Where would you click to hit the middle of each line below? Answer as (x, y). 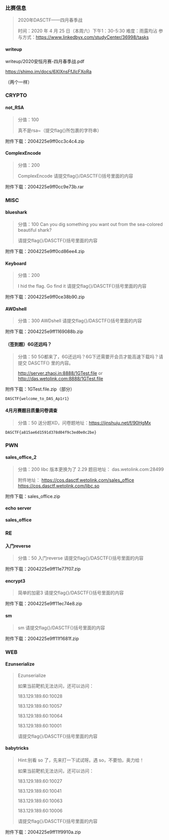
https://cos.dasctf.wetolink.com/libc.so (59, 486)
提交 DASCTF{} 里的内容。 (46, 363)
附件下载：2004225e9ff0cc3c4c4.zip (45, 141)
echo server (18, 508)
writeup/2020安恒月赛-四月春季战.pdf (45, 61)
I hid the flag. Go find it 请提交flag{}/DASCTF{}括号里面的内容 (82, 286)
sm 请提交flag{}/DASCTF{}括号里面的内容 (61, 628)
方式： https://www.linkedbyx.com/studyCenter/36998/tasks (86, 37)
